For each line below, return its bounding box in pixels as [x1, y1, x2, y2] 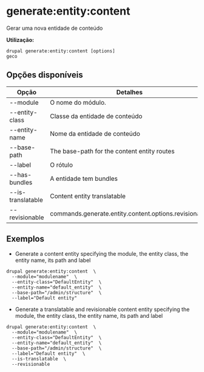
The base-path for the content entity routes [50, 147, 175, 155]
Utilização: [6, 36, 35, 43]
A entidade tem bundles [50, 174, 118, 183]
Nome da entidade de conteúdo [50, 129, 141, 138]
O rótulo [50, 160, 73, 169]
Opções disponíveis [6, 70, 83, 80]
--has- [9, 170, 32, 179]
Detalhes [116, 88, 143, 96]
